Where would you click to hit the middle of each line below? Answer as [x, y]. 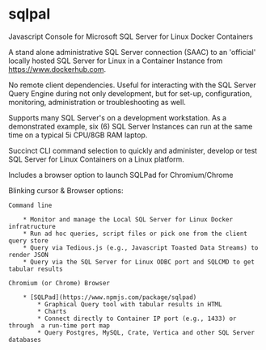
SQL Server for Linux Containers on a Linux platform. [96, 159]
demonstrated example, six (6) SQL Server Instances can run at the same [131, 126]
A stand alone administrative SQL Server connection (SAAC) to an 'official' [132, 52]
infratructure [32, 226]
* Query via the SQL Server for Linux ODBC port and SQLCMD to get [139, 262]
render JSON [28, 255]
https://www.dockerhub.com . [57, 69]
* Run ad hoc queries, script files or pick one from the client [135, 234]
